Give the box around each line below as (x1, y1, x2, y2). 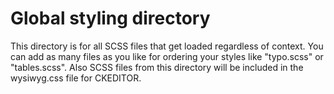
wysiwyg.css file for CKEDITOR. (10, 72, 142, 84)
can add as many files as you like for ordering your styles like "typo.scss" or (10, 50, 324, 62)
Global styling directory (10, 7, 211, 30)
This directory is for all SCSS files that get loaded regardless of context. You (10, 40, 324, 52)
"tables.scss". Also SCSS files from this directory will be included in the (10, 61, 304, 73)
